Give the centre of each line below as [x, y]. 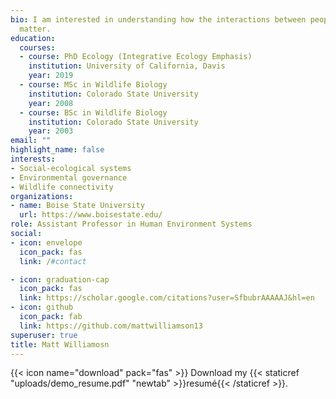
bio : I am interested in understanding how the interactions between [158, 19]
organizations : [42, 196]
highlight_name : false [57, 150]
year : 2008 [51, 103]
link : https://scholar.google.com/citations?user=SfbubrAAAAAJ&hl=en [167, 298]
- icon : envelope [46, 242]
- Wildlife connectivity [62, 187]
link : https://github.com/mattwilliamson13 [111, 326]
